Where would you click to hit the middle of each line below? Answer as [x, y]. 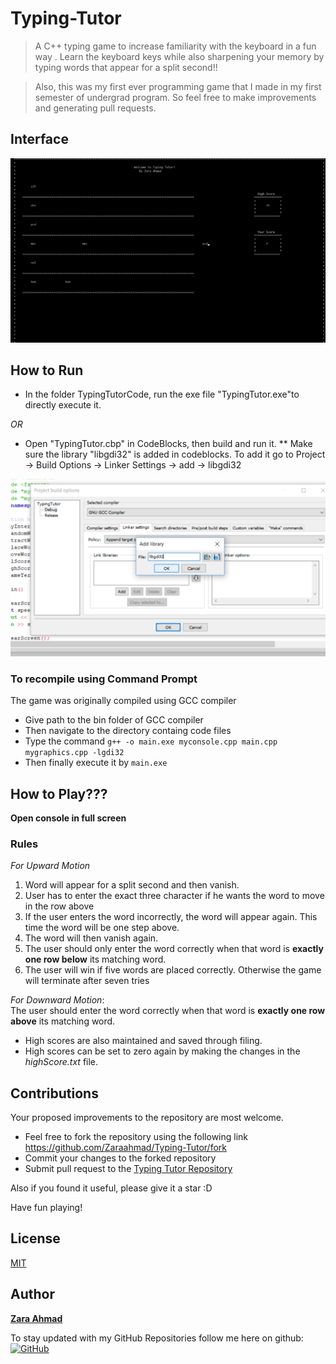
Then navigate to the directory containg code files [128, 731]
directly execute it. [63, 405]
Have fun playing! [46, 1208]
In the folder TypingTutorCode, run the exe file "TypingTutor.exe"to [162, 394]
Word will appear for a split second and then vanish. [132, 885]
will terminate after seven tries [87, 981]
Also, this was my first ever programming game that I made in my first [178, 86]
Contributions [54, 1093]
